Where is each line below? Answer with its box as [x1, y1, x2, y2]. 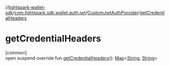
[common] [5, 49, 27, 55]
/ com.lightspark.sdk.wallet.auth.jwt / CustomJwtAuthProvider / [12, 10, 141, 16]
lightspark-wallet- [8, 5, 46, 10]
